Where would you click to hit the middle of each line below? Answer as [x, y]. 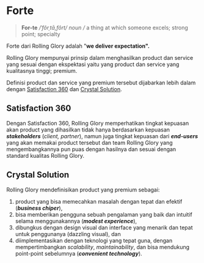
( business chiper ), [39, 208]
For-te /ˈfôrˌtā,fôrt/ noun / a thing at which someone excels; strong [104, 28]
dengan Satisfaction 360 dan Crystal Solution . [64, 89]
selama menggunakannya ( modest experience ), [76, 221]
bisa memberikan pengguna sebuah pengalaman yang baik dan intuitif [104, 214]
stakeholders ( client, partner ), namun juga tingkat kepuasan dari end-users [102, 136]
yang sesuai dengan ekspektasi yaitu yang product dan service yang [93, 64]
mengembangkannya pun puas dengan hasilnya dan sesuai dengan [91, 149]
